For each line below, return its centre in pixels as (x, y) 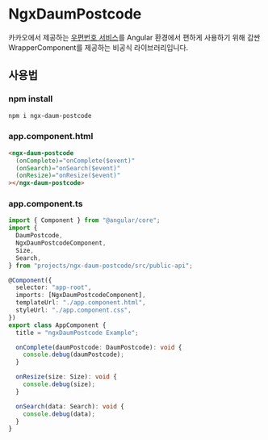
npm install (31, 99)
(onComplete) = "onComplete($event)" (75, 161)
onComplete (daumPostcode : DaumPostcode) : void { (99, 347)
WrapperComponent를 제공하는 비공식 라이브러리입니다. (98, 47)
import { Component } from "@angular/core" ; (84, 220)
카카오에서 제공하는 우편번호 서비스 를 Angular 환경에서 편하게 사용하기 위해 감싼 (134, 37)
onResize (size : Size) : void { (66, 377)
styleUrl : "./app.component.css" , (73, 310)
